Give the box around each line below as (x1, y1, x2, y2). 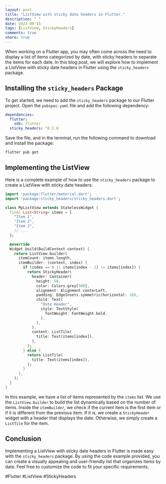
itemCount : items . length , (18, 256, 72, 261)
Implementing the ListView (5, 163, 90, 172)
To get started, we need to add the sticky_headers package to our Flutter (5, 97, 155, 103)
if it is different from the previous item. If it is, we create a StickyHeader (5, 410, 150, 415)
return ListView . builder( (14, 251, 68, 256)
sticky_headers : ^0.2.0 (9, 126, 58, 131)
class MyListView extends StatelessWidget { (5, 205, 99, 210)
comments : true (5, 30, 37, 35)
